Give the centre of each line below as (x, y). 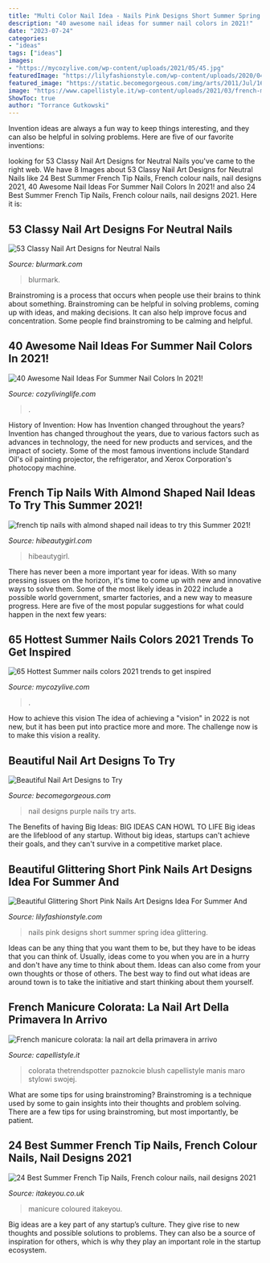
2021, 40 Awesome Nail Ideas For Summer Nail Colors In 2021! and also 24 (132, 187)
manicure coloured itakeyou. (75, 1208)
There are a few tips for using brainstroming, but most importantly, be (123, 1112)
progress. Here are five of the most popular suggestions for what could (126, 606)
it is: (15, 204)
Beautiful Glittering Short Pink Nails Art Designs (131, 869)
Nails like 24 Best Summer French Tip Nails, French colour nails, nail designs (135, 179)
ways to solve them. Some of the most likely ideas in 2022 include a (121, 589)
